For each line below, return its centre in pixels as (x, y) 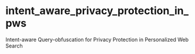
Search (14, 46)
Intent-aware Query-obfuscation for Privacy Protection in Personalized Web (97, 39)
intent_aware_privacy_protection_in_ (97, 11)
